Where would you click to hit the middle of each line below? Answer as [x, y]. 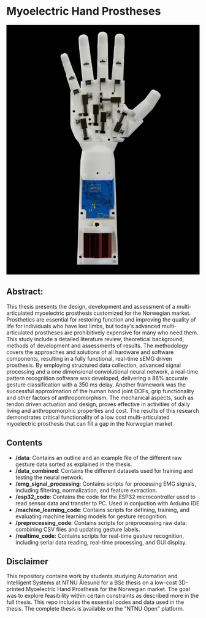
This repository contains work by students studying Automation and [92, 576]
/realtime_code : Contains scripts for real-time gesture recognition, [100, 536]
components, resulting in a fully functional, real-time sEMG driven [90, 358]
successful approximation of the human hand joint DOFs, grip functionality [100, 391]
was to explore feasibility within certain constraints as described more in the [103, 596]
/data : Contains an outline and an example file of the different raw [98, 458]
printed [15, 589]
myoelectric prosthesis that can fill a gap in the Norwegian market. [90, 423]
